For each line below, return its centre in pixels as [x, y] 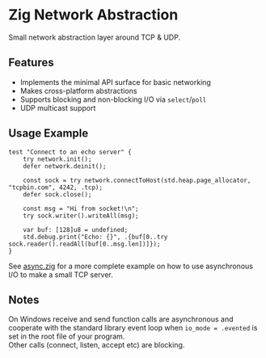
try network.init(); [57, 159]
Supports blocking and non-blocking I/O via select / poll [113, 99]
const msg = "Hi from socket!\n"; [81, 208]
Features [31, 63]
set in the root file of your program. [67, 336]
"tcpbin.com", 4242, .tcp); [56, 187]
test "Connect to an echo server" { [70, 152]
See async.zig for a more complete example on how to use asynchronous [131, 266]
